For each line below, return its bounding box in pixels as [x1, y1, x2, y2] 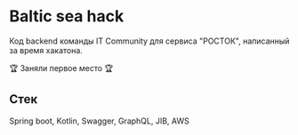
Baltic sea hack [9, 6, 125, 27]
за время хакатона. [9, 44, 83, 55]
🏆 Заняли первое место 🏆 [9, 62, 114, 73]
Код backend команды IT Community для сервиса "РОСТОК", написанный [9, 36, 290, 46]
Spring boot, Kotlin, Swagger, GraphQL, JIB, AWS [9, 115, 189, 126]
